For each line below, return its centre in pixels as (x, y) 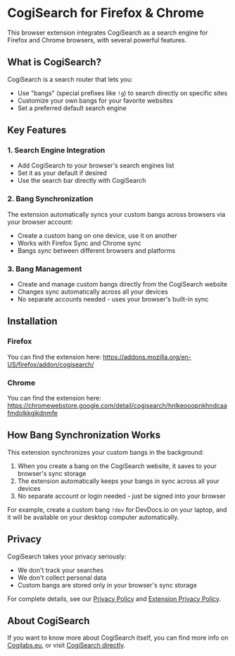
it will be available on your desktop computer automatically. (93, 517)
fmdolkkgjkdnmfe (33, 413)
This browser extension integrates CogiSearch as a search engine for (108, 32)
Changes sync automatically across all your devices (93, 292)
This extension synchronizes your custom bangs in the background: (106, 452)
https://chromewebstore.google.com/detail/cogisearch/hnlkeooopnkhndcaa (117, 406)
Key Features (37, 130)
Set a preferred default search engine (72, 108)
